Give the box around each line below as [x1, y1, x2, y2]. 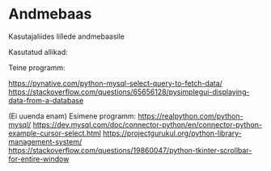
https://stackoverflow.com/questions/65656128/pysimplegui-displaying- [8, 86, 250, 97]
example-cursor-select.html [8, 128, 101, 138]
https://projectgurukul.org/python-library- [102, 128, 243, 138]
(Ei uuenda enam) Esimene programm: [8, 111, 137, 121]
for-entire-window [8, 154, 70, 164]
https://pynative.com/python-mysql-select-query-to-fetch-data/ [8, 78, 222, 88]
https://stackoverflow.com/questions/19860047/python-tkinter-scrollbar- [8, 145, 252, 155]
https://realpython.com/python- [138, 111, 244, 121]
